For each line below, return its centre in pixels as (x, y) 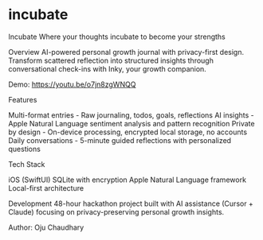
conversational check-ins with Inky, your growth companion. (108, 68)
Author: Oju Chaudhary (46, 227)
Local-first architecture (46, 188)
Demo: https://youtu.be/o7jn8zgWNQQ (72, 84)
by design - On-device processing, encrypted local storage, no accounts (128, 132)
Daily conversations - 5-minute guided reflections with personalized (120, 140)
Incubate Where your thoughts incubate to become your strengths (117, 37)
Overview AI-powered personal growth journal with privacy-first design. (126, 52)
